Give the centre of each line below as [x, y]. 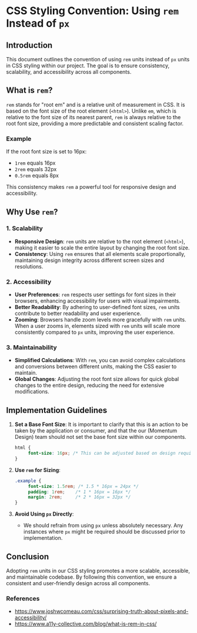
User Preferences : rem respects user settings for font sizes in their [95, 295]
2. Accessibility [29, 281]
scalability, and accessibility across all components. [69, 72]
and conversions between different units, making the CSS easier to [96, 366]
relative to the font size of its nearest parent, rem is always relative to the [94, 117]
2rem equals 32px [36, 169]
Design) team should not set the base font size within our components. [100, 437]
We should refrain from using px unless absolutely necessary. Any [103, 526]
